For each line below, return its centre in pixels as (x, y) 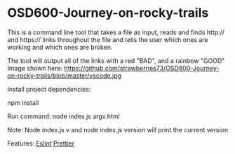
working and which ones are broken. (60, 47)
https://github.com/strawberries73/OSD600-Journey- (142, 68)
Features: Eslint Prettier (41, 143)
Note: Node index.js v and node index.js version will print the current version (118, 129)
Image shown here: (35, 68)
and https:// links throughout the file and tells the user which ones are (108, 39)
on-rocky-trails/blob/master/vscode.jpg (64, 76)
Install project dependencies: (49, 89)
